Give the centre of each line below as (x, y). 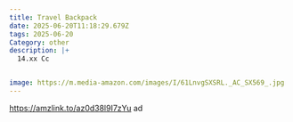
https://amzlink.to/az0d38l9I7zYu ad (76, 108)
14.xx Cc (33, 59)
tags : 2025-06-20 (41, 34)
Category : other (39, 42)
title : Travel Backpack (53, 17)
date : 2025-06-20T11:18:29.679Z (69, 26)
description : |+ (39, 51)
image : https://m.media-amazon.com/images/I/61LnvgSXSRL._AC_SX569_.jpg (147, 83)
